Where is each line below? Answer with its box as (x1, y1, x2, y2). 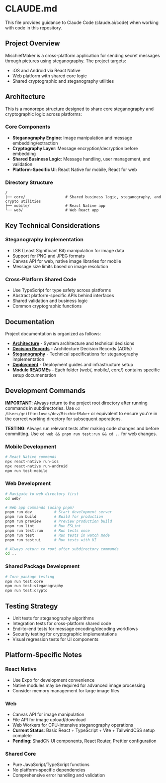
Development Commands (5, 387, 86, 395)
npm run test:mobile (5, 468, 48, 473)
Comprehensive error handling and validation (12, 772, 105, 778)
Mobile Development (5, 443, 57, 450)
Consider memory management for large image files (12, 687, 120, 693)
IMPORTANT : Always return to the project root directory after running (5, 400, 148, 406)
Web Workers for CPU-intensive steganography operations (12, 722, 133, 728)
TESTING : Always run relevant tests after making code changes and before (5, 425, 159, 431)
